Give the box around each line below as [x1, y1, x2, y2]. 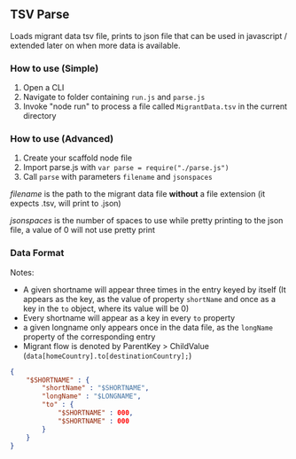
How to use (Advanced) [10, 133, 114, 145]
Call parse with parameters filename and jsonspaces [22, 172, 213, 183]
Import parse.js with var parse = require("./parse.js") [22, 162, 230, 173]
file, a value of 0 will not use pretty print [10, 225, 156, 236]
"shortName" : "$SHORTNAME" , [42, 384, 150, 393]
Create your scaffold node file [22, 152, 132, 163]
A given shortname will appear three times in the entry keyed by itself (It [22, 284, 286, 295]
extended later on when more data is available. [10, 40, 181, 51]
